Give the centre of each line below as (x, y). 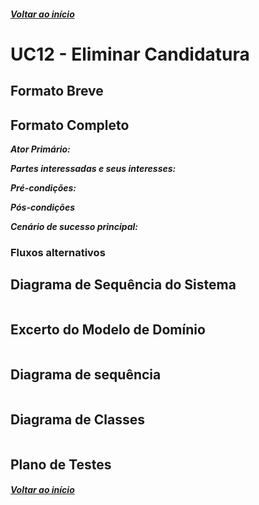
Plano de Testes (61, 464)
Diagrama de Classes (78, 419)
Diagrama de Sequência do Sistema (123, 285)
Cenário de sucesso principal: (74, 226)
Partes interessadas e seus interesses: (93, 168)
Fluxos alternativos (58, 252)
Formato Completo (70, 125)
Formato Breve (57, 91)
